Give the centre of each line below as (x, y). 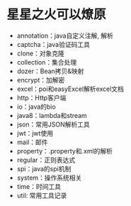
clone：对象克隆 (41, 53)
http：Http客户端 (41, 97)
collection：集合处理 (47, 62)
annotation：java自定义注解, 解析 (65, 36)
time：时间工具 (39, 186)
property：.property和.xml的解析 (65, 151)
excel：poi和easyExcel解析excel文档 (70, 89)
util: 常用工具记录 (42, 195)
